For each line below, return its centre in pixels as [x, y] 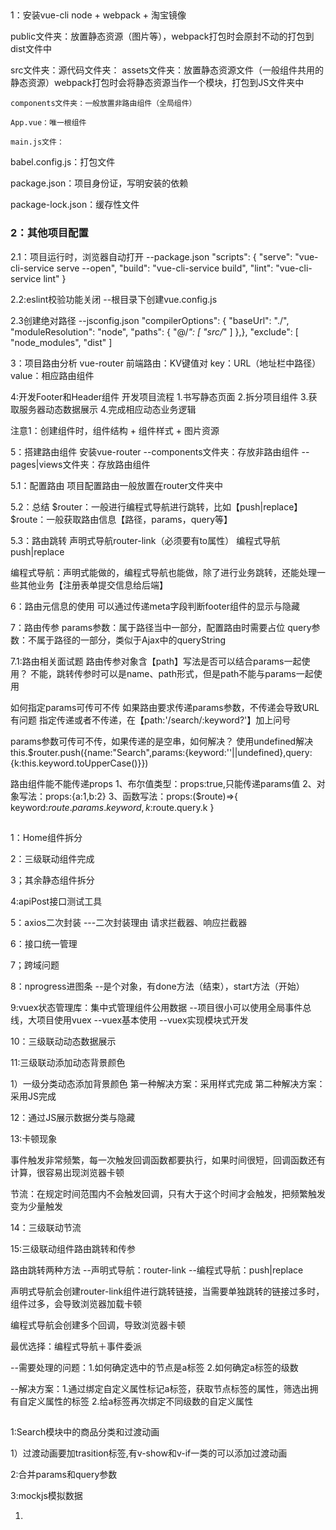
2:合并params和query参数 [64, 1475]
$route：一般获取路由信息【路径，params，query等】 [121, 519]
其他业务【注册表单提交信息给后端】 [93, 585]
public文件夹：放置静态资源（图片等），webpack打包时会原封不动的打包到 [162, 36]
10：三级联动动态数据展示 [63, 1041]
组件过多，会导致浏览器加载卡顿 [76, 1304]
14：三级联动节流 [46, 1228]
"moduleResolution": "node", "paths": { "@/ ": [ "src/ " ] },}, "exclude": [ [154, 331]
